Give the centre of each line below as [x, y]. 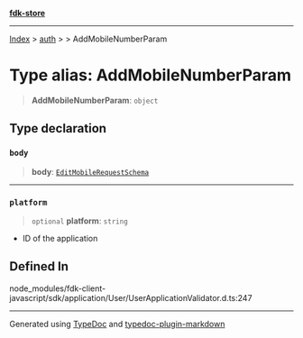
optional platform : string [79, 221]
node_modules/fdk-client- [58, 288]
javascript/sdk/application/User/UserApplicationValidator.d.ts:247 [131, 297]
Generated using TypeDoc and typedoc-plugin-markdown [117, 324]
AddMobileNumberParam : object [95, 100]
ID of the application [60, 238]
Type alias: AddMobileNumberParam [150, 75]
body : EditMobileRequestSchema [90, 171]
